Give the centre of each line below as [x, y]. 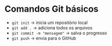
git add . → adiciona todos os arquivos [52, 27]
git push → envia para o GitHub [44, 38]
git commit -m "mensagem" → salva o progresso [59, 33]
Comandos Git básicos [52, 9]
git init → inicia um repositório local [50, 23]
